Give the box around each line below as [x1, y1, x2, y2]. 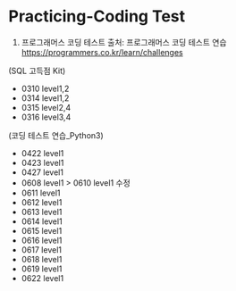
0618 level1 [21, 254, 63, 264]
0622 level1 [21, 272, 64, 283]
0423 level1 [21, 157, 64, 168]
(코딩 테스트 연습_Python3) [8, 129, 104, 140]
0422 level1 [21, 147, 64, 158]
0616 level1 [21, 235, 63, 245]
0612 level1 [21, 196, 63, 207]
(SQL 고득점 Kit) [8, 65, 66, 76]
